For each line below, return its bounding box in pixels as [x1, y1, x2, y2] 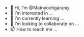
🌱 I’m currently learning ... [10, 15, 65, 21]
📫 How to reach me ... [10, 26, 58, 32]
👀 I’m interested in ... [10, 10, 53, 16]
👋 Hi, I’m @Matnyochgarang [10, 5, 69, 10]
